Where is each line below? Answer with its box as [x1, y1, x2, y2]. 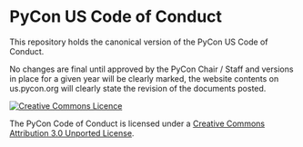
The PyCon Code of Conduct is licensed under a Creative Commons [9, 118, 266, 129]
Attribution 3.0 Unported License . [9, 127, 135, 138]
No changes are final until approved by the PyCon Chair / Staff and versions [9, 64, 294, 74]
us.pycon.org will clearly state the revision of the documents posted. [9, 83, 267, 93]
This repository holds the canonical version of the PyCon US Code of [9, 36, 268, 47]
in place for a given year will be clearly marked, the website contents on [9, 73, 279, 83]
